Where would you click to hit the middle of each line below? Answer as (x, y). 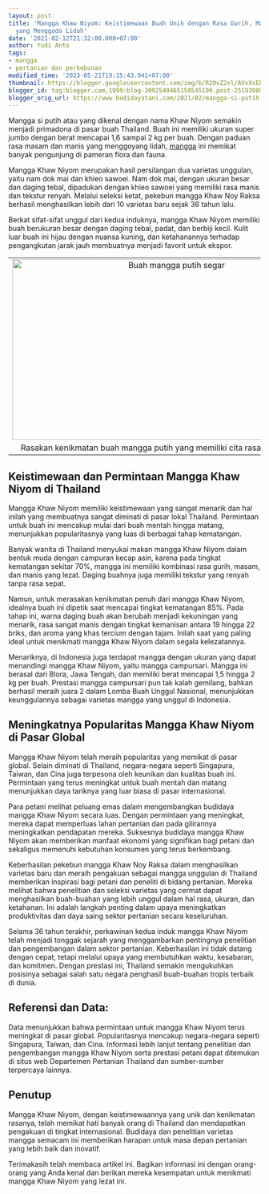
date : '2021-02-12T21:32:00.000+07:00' (75, 38)
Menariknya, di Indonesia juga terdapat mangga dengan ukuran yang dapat (132, 657)
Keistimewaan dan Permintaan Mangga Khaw (124, 476)
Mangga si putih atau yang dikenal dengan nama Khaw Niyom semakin (125, 120)
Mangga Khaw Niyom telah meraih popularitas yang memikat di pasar (123, 757)
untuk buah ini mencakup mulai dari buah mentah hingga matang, (116, 526)
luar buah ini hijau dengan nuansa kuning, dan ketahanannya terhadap (124, 237)
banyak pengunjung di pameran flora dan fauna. (88, 155)
